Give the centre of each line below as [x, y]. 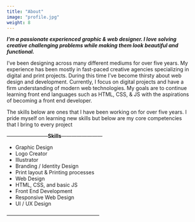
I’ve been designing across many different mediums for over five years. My [97, 63]
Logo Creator [31, 154]
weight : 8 [19, 22]
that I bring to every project [40, 125]
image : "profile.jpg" [33, 17]
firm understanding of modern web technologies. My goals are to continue [97, 88]
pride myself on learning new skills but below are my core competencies [94, 118]
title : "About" [25, 11]
